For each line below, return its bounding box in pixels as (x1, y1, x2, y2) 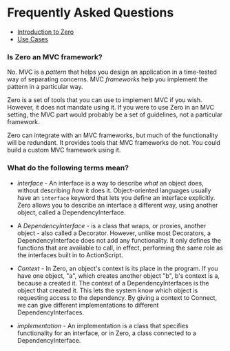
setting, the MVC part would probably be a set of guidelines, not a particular (7, 110, 223, 119)
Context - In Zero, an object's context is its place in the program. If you (17, 264, 218, 272)
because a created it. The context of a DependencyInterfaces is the (17, 279, 209, 287)
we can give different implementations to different (17, 301, 159, 309)
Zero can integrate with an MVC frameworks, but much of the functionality (7, 131, 218, 139)
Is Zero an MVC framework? (7, 52, 103, 61)
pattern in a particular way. (7, 83, 84, 91)
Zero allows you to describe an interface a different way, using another (17, 201, 218, 209)
